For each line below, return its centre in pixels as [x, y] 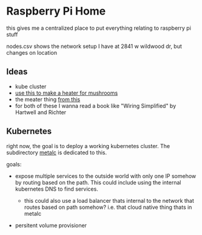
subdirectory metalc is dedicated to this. [57, 152]
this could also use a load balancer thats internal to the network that [109, 200]
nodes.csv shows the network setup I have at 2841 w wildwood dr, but [94, 46]
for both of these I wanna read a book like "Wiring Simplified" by [96, 106]
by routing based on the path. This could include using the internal [98, 182]
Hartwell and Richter [41, 112]
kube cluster [31, 86]
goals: [14, 164]
